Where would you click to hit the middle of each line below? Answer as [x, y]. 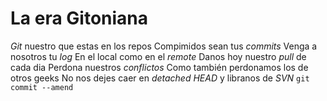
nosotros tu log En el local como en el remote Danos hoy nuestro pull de [158, 56]
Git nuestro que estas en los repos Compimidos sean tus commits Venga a [164, 46]
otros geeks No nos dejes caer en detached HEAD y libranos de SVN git [160, 78]
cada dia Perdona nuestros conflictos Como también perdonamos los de [159, 67]
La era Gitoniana [79, 18]
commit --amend [42, 87]
